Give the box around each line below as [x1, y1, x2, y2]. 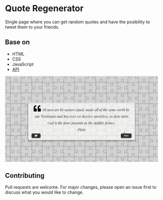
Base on [5, 38, 30, 46]
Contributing [5, 171, 45, 180]
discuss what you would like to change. [5, 189, 84, 195]
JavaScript [12, 61, 34, 67]
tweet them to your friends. [5, 24, 60, 30]
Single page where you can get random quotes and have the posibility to [5, 19, 150, 25]
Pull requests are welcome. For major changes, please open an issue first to [5, 185, 157, 190]
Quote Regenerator [5, 3, 84, 14]
